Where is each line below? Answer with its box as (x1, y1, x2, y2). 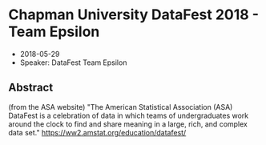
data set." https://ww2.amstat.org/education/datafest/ (8, 127, 187, 137)
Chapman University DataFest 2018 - (8, 6, 259, 24)
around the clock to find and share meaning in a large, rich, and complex (8, 119, 248, 129)
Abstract (8, 81, 54, 95)
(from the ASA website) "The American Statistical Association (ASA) (8, 102, 233, 111)
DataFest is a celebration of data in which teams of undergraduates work (8, 111, 249, 120)
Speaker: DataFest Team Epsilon (19, 58, 127, 67)
